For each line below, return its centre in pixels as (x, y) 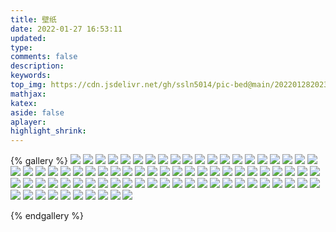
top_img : (28, 85)
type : (21, 47)
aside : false (37, 112)
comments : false (44, 57)
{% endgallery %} (47, 216)
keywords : (31, 76)
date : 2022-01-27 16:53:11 (66, 29)
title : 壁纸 (33, 19)
